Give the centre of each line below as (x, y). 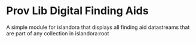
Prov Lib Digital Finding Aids (77, 11)
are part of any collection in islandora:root (58, 33)
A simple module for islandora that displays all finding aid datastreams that (98, 27)
